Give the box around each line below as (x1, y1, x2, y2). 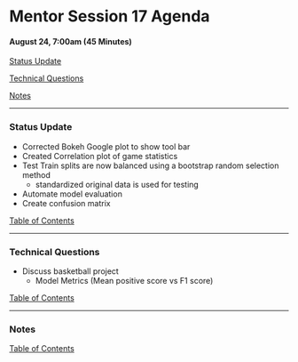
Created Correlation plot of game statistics (21, 150, 178, 161)
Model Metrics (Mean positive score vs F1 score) (35, 275, 214, 286)
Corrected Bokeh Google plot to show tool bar (21, 141, 191, 152)
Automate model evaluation (21, 189, 122, 199)
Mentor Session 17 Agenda (9, 6, 210, 27)
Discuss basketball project (21, 265, 120, 277)
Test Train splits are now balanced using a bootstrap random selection (21, 160, 279, 171)
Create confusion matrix (21, 197, 111, 208)
